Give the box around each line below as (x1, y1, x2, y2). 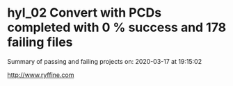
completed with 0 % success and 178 (7, 19, 227, 35)
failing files (7, 35, 73, 50)
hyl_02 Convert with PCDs (7, 5, 162, 21)
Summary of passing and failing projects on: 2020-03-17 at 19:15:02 (7, 57, 202, 65)
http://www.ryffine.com (7, 71, 74, 79)
